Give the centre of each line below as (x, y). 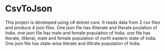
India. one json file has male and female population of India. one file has (78, 33)
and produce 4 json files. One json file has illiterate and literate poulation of (81, 27)
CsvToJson (29, 9)
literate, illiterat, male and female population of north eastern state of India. (81, 38)
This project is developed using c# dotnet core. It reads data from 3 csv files (83, 22)
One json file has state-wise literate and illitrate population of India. (73, 43)
